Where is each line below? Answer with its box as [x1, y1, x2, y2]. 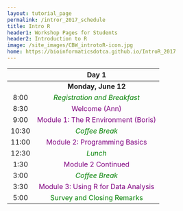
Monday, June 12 [67, 82, 126, 91]
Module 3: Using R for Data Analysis [38, 182, 155, 191]
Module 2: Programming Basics [46, 137, 147, 147]
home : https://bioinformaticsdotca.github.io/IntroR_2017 [7, 49, 176, 55]
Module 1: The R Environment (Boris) [36, 114, 156, 124]
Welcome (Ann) [71, 103, 122, 113]
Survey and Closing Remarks [50, 193, 143, 202]
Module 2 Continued [63, 159, 130, 169]
